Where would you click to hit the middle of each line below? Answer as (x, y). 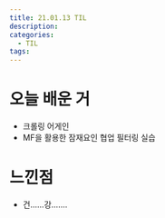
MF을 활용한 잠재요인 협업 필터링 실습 (89, 138)
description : (34, 26)
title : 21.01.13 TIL (49, 18)
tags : (19, 52)
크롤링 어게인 (46, 126)
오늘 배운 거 (50, 99)
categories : (32, 35)
